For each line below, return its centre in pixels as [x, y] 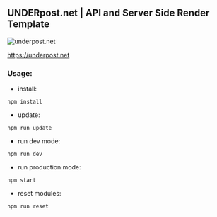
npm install [25, 102]
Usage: [20, 73]
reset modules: [39, 194]
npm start [22, 180]
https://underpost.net [39, 55]
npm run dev [25, 154]
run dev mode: [39, 141]
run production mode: [49, 167]
